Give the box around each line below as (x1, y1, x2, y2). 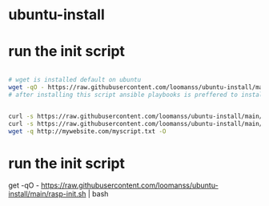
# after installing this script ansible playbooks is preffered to (8, 91, 239, 99)
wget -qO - (8, 83, 45, 91)
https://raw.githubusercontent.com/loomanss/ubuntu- (41, 180, 219, 190)
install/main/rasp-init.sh (8, 189, 86, 199)
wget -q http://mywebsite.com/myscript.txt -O (8, 127, 167, 135)
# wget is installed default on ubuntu (8, 76, 142, 84)
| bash (87, 189, 109, 199)
